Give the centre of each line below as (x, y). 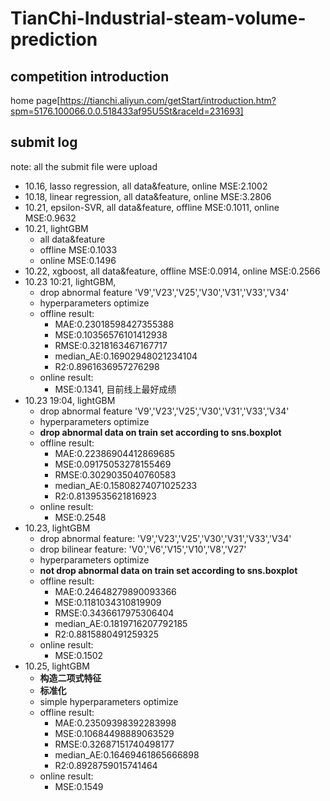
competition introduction (90, 76)
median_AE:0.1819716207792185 (121, 623)
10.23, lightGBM (57, 528)
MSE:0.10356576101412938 (111, 334)
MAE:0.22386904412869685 (114, 453)
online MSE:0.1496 (78, 260)
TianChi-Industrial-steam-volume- (158, 18)
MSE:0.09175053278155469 (113, 464)
